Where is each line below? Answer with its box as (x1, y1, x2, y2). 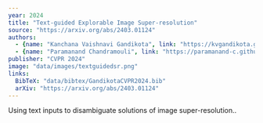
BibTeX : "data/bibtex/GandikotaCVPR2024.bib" (15, 77, 167, 85)
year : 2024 (8, 11, 44, 20)
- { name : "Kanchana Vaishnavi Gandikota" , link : (15, 41, 177, 49)
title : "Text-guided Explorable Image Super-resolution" (8, 19, 198, 27)
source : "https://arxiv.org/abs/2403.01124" (8, 26, 156, 34)
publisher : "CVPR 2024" (8, 56, 86, 63)
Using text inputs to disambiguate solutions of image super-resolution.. (8, 106, 237, 115)
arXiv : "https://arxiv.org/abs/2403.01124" (15, 84, 159, 92)
